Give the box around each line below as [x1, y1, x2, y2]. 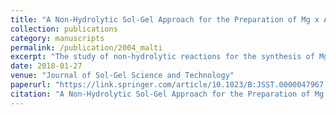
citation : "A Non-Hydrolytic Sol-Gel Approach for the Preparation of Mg [10, 89, 325, 99]
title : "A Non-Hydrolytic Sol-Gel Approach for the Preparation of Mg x [10, 14, 320, 25]
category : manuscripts [10, 33, 105, 43]
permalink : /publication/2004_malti [10, 42, 163, 53]
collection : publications [10, 24, 118, 34]
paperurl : [10, 80, 52, 90]
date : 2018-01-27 [10, 61, 83, 71]
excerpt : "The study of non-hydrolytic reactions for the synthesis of [10, 52, 315, 62]
